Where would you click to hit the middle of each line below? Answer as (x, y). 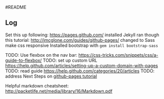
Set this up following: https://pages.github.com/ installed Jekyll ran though (82, 35)
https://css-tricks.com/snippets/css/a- (118, 55)
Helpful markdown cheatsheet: (37, 86)
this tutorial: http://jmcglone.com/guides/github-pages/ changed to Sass (80, 40)
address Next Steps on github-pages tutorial (51, 76)
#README (16, 7)
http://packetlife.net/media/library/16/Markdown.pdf (59, 91)
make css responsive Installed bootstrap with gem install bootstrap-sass (82, 45)
